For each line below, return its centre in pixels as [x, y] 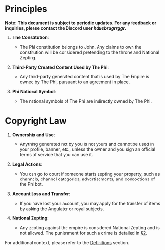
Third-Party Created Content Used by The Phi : [61, 67]
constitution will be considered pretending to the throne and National [89, 52]
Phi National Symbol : [34, 91]
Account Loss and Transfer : [41, 194]
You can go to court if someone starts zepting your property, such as [90, 174]
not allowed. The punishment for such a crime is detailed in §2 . [83, 233]
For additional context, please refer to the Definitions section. [67, 242]
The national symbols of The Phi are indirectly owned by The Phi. [86, 101]
